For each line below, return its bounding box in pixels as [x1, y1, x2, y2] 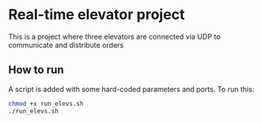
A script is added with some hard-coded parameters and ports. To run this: [8, 84, 255, 94]
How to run [8, 63, 65, 77]
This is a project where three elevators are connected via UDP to [8, 32, 221, 41]
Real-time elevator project [8, 6, 185, 24]
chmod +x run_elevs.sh [8, 99, 84, 108]
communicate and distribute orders [8, 40, 124, 49]
